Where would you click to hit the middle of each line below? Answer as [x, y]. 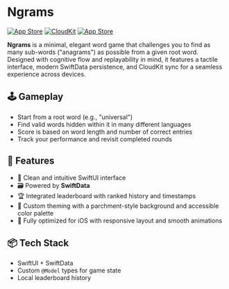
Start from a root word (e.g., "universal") [75, 117]
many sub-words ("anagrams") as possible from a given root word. [103, 52]
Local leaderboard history [54, 278]
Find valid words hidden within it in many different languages [104, 124]
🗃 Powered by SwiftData [53, 185]
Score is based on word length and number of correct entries [105, 132]
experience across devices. [46, 74]
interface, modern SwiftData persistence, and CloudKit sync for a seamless [115, 67]
